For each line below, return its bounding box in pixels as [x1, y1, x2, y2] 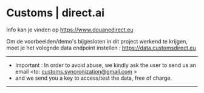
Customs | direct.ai [6, 6, 105, 20]
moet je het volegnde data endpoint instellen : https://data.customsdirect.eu [6, 44, 196, 51]
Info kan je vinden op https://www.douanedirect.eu [6, 26, 134, 33]
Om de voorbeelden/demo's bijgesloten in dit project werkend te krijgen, [6, 37, 188, 45]
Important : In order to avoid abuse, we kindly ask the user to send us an [15, 61, 196, 69]
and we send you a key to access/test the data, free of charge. [15, 74, 172, 82]
